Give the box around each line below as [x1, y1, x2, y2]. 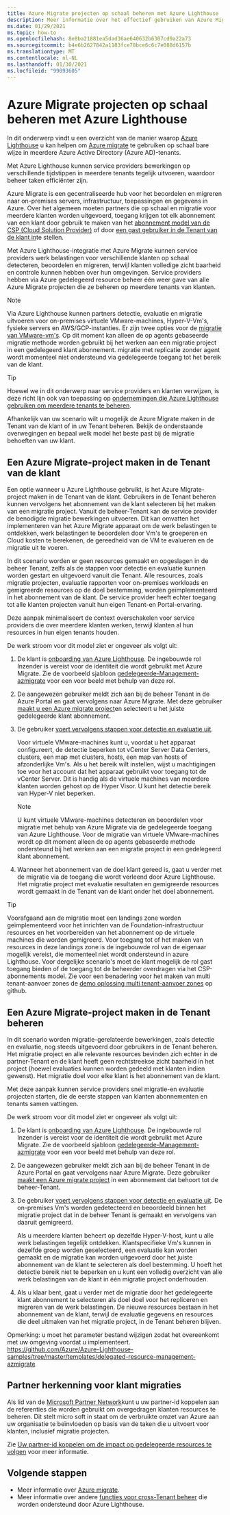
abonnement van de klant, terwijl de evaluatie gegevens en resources [16, 1310, 214, 1318]
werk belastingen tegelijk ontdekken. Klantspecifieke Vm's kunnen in [16, 1239, 212, 1247]
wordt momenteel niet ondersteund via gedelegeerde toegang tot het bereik [7, 353, 221, 362]
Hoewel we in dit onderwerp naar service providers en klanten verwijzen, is [7, 387, 220, 395]
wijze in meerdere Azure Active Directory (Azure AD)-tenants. [7, 149, 181, 157]
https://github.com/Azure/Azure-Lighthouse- [7, 1345, 134, 1353]
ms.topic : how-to [7, 29, 57, 36]
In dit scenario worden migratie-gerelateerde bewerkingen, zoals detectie [7, 1036, 215, 1044]
